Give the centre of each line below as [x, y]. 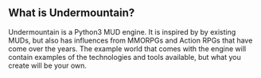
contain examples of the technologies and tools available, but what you [125, 57]
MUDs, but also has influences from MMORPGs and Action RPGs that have [130, 40]
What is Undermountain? [72, 13]
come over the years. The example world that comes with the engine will [127, 48]
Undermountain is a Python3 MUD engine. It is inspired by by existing [122, 32]
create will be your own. [48, 65]
